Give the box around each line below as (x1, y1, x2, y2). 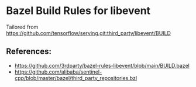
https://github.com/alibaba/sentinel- (14, 68, 102, 75)
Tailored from (6, 23, 39, 30)
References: (6, 47, 51, 57)
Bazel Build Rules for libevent (6, 4, 151, 18)
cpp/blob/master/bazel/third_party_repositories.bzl (14, 74, 137, 81)
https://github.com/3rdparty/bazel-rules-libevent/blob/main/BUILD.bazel (14, 62, 190, 69)
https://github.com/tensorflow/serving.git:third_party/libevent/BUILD (6, 29, 171, 36)
